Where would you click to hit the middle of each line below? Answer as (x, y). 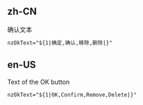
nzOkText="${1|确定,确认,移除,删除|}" (60, 43)
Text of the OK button (39, 82)
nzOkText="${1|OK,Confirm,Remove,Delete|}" (72, 94)
